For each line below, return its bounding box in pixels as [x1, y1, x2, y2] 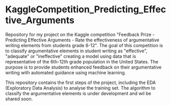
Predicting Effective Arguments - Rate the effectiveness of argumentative [5, 37, 160, 43]
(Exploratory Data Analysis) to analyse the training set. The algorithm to [5, 84, 156, 91]
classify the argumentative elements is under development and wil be [5, 90, 152, 96]
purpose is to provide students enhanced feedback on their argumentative [5, 64, 162, 70]
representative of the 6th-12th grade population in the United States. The [5, 58, 159, 65]
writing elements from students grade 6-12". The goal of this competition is [5, 42, 163, 48]
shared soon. [5, 96, 33, 102]
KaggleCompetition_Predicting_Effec [5, 4, 166, 15]
